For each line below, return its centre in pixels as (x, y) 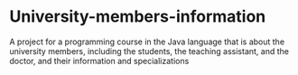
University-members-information (138, 17)
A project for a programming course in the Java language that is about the (147, 42)
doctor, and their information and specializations (99, 61)
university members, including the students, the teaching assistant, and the (149, 51)
